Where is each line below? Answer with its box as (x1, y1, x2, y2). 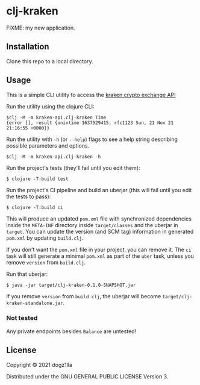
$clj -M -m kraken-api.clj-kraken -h (6, 154, 101, 160)
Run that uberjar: (6, 270, 48, 278)
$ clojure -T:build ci (6, 204, 63, 210)
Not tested (6, 314, 38, 322)
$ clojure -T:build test (6, 176, 69, 182)
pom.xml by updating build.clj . (6, 234, 84, 242)
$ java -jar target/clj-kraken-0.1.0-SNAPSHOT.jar (6, 282, 136, 288)
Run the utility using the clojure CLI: (6, 102, 95, 110)
